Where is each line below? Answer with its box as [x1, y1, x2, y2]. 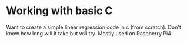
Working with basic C [6, 4, 113, 18]
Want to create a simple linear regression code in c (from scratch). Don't [6, 24, 181, 31]
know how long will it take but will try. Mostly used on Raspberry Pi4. [6, 29, 173, 37]
